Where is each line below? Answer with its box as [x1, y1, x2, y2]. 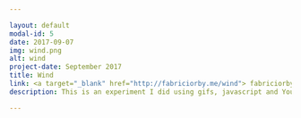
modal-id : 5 [9, 29, 54, 38]
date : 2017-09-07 [9, 38, 74, 46]
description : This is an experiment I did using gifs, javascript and [9, 87, 279, 97]
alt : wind [9, 55, 47, 63]
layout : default [9, 21, 70, 29]
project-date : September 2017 [9, 63, 123, 72]
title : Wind [9, 71, 54, 80]
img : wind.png [9, 46, 63, 55]
